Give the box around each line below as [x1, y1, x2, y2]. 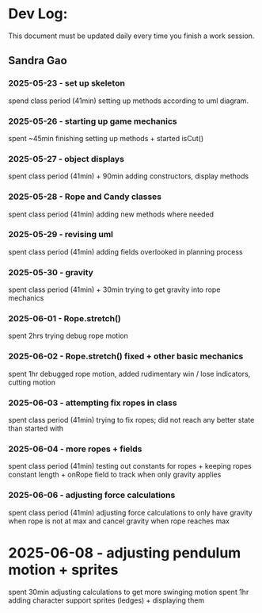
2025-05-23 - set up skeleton [8, 78, 125, 89]
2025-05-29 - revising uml [8, 229, 113, 240]
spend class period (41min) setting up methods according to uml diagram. [8, 96, 249, 105]
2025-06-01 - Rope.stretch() [8, 313, 121, 324]
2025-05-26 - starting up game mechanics [8, 116, 177, 127]
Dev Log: [8, 5, 68, 23]
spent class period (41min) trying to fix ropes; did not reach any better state [8, 416, 255, 424]
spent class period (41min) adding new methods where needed [8, 209, 215, 219]
